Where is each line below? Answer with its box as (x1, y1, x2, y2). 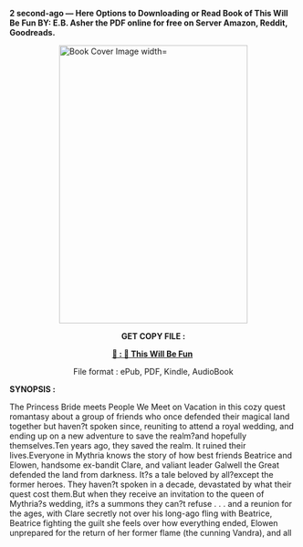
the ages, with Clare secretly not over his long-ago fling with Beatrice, (9, 508, 273, 519)
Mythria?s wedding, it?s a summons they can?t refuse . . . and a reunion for (9, 499, 293, 509)
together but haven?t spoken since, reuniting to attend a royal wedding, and (9, 421, 294, 431)
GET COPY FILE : (121, 331, 185, 341)
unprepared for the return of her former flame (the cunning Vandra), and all (9, 528, 292, 538)
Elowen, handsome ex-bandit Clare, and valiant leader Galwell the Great (9, 459, 280, 470)
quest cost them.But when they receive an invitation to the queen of (9, 489, 265, 500)
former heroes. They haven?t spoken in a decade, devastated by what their (9, 479, 292, 490)
